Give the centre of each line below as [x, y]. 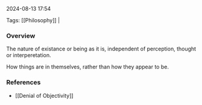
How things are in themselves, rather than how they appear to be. [87, 67]
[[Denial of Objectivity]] [44, 95]
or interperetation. [29, 55]
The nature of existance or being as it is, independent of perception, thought [101, 49]
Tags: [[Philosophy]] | [33, 20]
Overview [21, 35]
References [24, 82]
